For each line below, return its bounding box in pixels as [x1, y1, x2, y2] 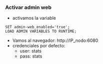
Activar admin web [5, 4, 52, 11]
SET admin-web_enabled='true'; [5, 25, 70, 30]
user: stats [19, 48, 42, 54]
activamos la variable [12, 15, 56, 21]
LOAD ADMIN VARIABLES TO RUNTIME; [5, 29, 77, 34]
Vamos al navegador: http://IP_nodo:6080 [12, 37, 99, 43]
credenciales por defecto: [12, 43, 66, 49]
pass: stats [19, 53, 42, 59]
